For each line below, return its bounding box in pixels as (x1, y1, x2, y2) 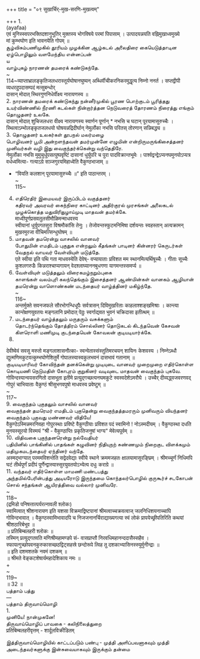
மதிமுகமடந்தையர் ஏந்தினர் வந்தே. (6, 448, 85, 455)
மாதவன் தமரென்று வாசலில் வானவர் (14, 235, 100, 242)
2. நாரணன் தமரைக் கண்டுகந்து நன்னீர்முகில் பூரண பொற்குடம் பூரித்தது (6, 98, 170, 104)
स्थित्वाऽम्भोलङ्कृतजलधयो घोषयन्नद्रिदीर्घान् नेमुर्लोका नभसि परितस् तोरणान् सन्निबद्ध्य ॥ (6, 125, 165, 131)
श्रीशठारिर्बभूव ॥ (6, 521, 35, 528)
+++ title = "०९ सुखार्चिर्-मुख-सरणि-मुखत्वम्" (6, 6, 100, 13)
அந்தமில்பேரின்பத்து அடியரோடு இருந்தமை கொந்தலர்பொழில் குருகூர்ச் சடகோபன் (6, 474, 193, 482)
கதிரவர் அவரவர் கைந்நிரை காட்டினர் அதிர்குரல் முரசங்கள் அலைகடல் (14, 201, 174, 208)
